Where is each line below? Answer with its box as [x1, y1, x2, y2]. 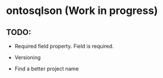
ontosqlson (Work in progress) [6, 4, 158, 17]
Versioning [14, 54, 41, 61]
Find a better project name [14, 65, 79, 72]
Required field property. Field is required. [14, 42, 114, 49]
